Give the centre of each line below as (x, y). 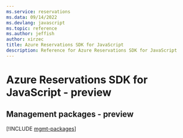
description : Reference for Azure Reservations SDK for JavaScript (92, 51)
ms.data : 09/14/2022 (32, 17)
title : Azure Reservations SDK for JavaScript (65, 45)
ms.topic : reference (32, 28)
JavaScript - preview (59, 92)
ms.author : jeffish (30, 34)
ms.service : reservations (38, 12)
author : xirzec (25, 39)
